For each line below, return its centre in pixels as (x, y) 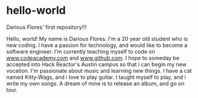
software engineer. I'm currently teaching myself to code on (81, 51)
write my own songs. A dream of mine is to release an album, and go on (95, 83)
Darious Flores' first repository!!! (46, 27)
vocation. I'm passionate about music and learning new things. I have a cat (99, 70)
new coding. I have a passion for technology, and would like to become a (97, 45)
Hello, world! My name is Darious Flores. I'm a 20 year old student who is (97, 38)
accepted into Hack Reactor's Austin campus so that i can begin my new (97, 64)
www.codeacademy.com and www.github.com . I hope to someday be (93, 58)
